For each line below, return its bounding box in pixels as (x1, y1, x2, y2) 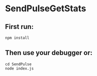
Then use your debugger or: (5, 49, 93, 57)
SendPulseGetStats (5, 3, 87, 14)
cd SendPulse (5, 62, 32, 67)
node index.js (5, 66, 34, 71)
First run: (5, 23, 34, 31)
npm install (5, 35, 29, 40)
